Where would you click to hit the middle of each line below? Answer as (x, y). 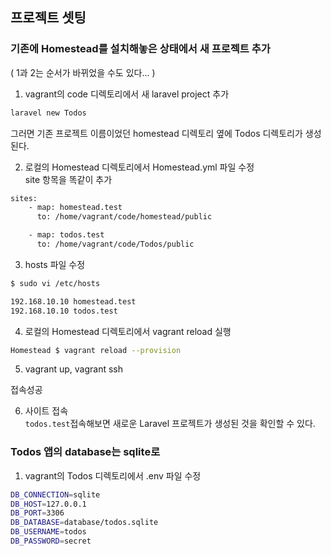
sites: (24, 198)
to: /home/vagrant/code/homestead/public (124, 217)
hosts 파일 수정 (55, 264)
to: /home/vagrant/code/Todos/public (115, 244)
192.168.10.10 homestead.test (73, 301)
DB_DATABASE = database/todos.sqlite (84, 523)
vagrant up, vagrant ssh (74, 369)
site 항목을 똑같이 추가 (68, 179)
